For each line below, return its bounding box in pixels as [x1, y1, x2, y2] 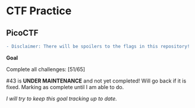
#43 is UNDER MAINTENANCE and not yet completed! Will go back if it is [6, 77, 187, 84]
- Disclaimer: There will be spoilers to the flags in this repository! [6, 43, 190, 49]
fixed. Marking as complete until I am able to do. [6, 83, 124, 90]
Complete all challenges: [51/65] [6, 65, 85, 72]
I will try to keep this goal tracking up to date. [6, 95, 117, 102]
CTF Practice [6, 4, 72, 18]
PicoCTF [6, 28, 39, 38]
